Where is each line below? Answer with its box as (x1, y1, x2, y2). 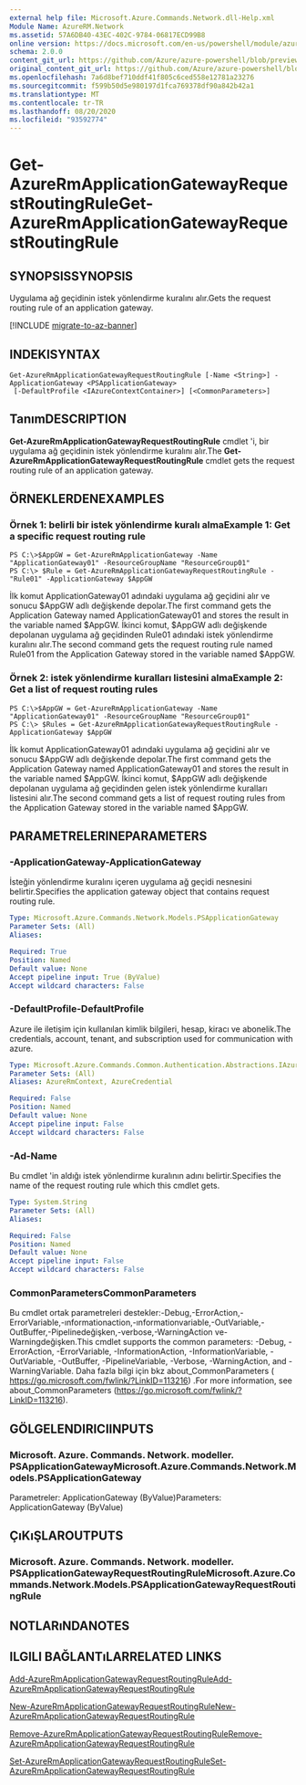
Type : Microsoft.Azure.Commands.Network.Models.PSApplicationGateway (9, 914, 280, 923)
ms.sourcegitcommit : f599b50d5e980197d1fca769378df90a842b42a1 (9, 81, 255, 90)
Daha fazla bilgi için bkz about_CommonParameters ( (76, 1366, 275, 1377)
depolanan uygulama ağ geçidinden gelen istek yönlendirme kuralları (9, 782, 268, 793)
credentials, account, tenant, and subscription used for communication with (9, 1033, 293, 1044)
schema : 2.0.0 (9, 47, 64, 57)
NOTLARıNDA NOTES (9, 1618, 130, 1633)
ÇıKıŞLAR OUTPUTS (9, 1528, 124, 1544)
